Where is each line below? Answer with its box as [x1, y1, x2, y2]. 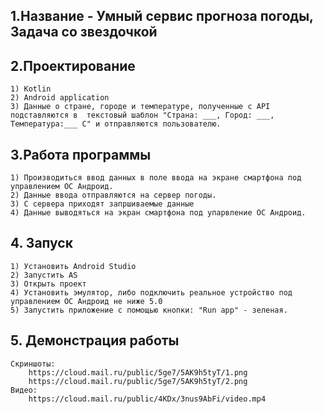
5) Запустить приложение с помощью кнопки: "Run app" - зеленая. [10, 305, 288, 315]
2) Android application [10, 93, 110, 103]
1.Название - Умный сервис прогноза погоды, [10, 8, 314, 25]
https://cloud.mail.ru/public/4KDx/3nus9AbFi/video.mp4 [28, 394, 267, 404]
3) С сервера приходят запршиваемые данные [10, 199, 195, 209]
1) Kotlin [10, 84, 52, 94]
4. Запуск [10, 235, 73, 252]
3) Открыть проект [10, 279, 87, 289]
